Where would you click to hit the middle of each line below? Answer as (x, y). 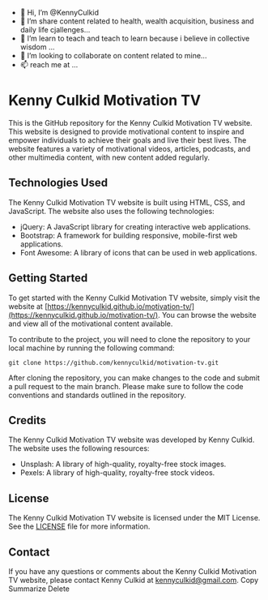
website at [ (28, 306)
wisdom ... (37, 47)
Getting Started (48, 279)
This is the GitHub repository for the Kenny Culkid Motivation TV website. (130, 122)
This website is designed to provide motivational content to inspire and (126, 131)
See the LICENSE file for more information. (79, 526)
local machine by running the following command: (92, 348)
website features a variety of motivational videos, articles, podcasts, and (130, 148)
